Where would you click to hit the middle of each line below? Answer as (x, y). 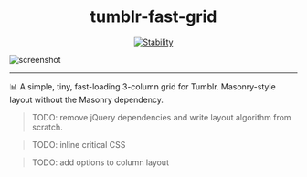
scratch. (48, 127)
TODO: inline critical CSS (79, 144)
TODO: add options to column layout (100, 162)
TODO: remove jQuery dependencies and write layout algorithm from (161, 117)
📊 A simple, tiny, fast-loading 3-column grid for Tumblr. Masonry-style (143, 86)
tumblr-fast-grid (153, 17)
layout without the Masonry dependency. (87, 99)
